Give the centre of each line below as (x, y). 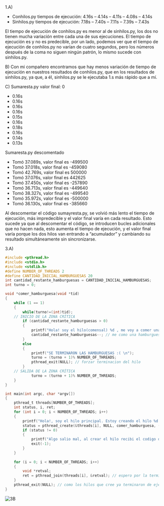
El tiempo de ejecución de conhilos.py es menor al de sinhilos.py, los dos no (82, 31)
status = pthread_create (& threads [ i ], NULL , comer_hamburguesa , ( (92, 426)
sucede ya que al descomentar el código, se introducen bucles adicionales (80, 223)
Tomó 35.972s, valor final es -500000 (50, 198)
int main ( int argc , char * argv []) (40, 394)
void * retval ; (37, 471)
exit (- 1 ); (41, 444)
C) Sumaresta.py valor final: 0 (35, 87)
